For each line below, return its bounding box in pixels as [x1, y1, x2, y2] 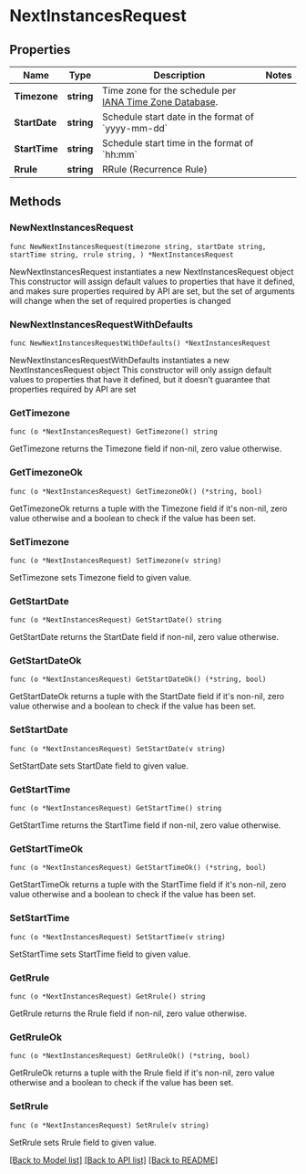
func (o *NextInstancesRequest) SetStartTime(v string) [9, 932, 226, 941]
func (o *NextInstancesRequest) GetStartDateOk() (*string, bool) [9, 675, 267, 685]
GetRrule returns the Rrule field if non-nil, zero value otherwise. [9, 1008, 248, 1019]
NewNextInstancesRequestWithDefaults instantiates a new [9, 354, 230, 365]
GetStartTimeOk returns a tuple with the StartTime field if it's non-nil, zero [9, 879, 287, 890]
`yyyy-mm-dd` [101, 122, 168, 134]
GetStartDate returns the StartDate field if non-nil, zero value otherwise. [9, 632, 280, 643]
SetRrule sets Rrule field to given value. [9, 1137, 158, 1148]
